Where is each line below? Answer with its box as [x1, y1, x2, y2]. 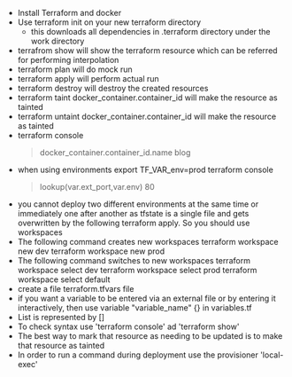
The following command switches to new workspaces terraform [17, 255, 250, 265]
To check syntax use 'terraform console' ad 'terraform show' [17, 321, 240, 332]
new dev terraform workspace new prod [17, 246, 165, 256]
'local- [259, 350, 284, 360]
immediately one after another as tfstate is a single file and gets [17, 208, 250, 218]
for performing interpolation [17, 55, 119, 65]
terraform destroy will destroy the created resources [17, 83, 209, 93]
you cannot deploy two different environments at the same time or [17, 199, 259, 209]
